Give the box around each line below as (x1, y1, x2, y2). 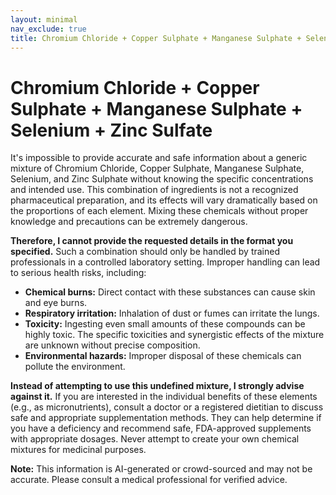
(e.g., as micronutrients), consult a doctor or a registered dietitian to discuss (10, 401, 324, 413)
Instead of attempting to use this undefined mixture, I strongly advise (10, 380, 305, 392)
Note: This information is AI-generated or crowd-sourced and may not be (10, 463, 313, 475)
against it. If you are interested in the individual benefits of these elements (10, 391, 318, 403)
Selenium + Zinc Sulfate (10, 119, 213, 141)
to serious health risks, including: (10, 267, 147, 279)
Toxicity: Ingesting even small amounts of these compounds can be (24, 318, 306, 330)
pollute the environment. (24, 361, 126, 373)
